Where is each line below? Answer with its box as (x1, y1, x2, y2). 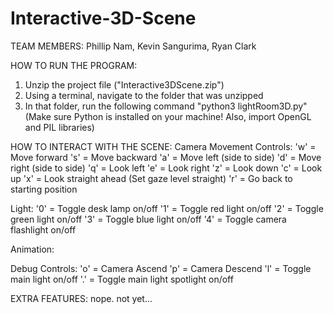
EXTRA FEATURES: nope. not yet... (10, 292, 153, 304)
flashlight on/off (10, 223, 77, 236)
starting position (10, 183, 78, 195)
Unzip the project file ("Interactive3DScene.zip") (24, 78, 225, 91)
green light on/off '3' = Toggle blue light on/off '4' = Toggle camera (10, 213, 287, 225)
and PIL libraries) (24, 121, 95, 133)
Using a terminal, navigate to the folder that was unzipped (24, 89, 264, 101)
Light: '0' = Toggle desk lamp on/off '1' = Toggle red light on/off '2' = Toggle (10, 202, 324, 214)
